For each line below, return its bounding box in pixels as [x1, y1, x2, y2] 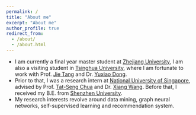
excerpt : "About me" [6, 20, 57, 25]
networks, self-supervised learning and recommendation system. [14, 102, 175, 109]
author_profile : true [6, 25, 60, 31]
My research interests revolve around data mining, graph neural [14, 95, 171, 103]
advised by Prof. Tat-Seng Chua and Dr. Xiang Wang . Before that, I [14, 83, 177, 90]
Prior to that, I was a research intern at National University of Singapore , [14, 76, 191, 84]
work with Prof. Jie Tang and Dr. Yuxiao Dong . [14, 71, 127, 78]
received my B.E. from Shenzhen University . [14, 90, 123, 97]
